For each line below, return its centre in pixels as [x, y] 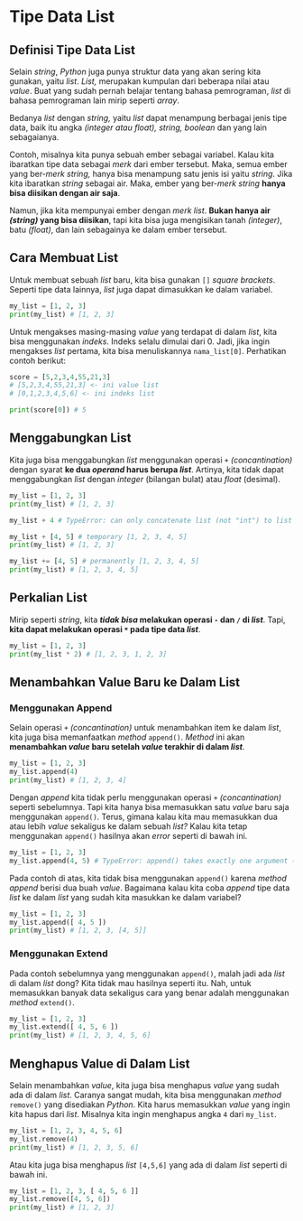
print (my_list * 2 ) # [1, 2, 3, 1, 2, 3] [88, 654]
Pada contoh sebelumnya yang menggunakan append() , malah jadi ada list [147, 974]
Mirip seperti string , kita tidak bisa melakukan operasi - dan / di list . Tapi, [147, 620]
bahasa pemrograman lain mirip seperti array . [95, 100]
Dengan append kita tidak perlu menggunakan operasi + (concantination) [146, 797]
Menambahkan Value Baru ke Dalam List [125, 682]
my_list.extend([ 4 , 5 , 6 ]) [64, 1027]
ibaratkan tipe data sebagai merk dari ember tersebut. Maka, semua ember [149, 164]
